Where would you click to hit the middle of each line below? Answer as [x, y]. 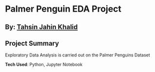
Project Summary [32, 43]
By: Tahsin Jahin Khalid [41, 27]
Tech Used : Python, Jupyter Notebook [44, 65]
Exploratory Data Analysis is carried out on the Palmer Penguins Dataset [77, 55]
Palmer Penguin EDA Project [63, 9]
